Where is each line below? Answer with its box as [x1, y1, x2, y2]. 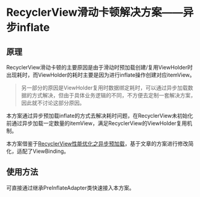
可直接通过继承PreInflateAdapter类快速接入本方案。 [6, 184, 135, 191]
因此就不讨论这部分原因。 [21, 99, 85, 106]
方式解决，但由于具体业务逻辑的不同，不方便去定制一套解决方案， [31, 92, 196, 98]
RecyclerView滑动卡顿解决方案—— [6, 5, 183, 19]
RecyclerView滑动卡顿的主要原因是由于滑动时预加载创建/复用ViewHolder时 [6, 64, 193, 71]
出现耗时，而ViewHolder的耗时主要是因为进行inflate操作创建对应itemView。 [6, 71, 195, 79]
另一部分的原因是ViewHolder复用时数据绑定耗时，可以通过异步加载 [21, 84, 189, 91]
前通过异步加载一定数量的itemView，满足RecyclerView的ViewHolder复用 [6, 120, 187, 127]
